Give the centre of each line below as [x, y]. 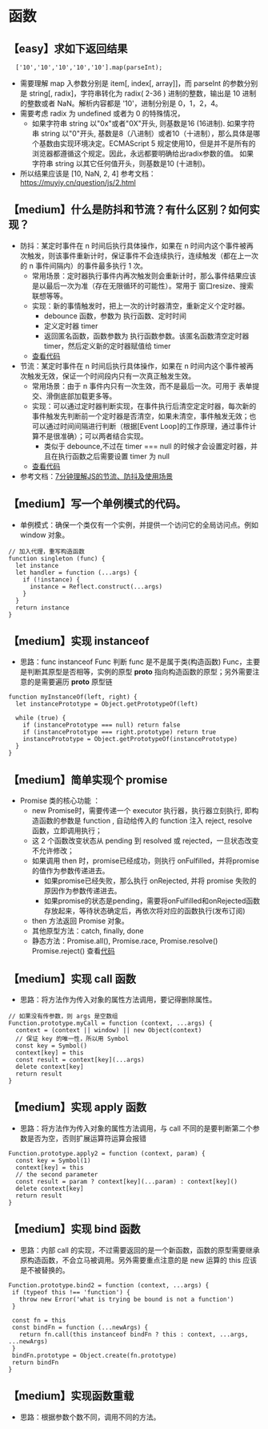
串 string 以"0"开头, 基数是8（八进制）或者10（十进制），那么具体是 [142, 134]
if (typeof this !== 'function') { [71, 1292]
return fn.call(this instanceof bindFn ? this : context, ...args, [134, 1334]
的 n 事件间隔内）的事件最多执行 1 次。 [84, 265]
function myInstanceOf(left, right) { [73, 697]
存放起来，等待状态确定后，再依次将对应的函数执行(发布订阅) [144, 911]
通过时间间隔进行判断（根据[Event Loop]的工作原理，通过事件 [148, 426]
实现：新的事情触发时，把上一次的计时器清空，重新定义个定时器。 [140, 306]
